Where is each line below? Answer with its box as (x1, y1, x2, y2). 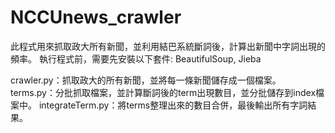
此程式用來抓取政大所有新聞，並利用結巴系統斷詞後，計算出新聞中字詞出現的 (10, 40, 326, 52)
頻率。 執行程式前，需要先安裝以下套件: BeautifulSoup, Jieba (10, 52, 262, 65)
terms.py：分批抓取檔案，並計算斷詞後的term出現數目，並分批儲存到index (10, 86, 317, 98)
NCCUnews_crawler (10, 6, 182, 29)
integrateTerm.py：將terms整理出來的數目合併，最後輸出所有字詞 (38, 99, 308, 111)
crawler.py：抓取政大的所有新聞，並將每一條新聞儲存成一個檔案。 (10, 74, 282, 86)
